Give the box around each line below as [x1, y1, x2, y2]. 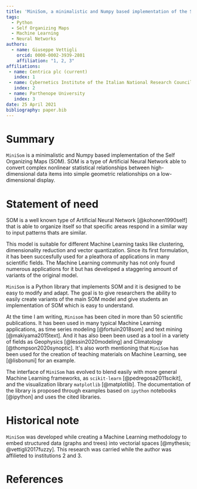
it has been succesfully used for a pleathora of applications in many [6, 253, 170, 260]
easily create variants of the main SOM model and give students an [6, 296, 168, 303]
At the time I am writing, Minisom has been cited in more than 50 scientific [6, 313, 184, 320]
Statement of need [6, 197, 98, 210]
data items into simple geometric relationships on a [36, 170, 160, 177]
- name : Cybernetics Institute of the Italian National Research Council [8, 80, 193, 86]
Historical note [6, 414, 79, 427]
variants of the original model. [6, 272, 79, 279]
